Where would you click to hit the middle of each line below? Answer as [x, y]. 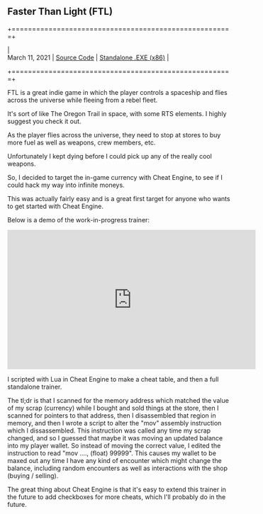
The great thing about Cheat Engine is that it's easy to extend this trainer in [117, 489]
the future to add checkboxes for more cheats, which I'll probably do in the [117, 497]
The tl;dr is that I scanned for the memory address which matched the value [118, 400]
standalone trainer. [35, 387]
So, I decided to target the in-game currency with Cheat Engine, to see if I [115, 177]
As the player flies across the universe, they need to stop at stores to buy [114, 135]
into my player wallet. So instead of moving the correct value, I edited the [114, 445]
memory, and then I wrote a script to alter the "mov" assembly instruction [114, 423]
